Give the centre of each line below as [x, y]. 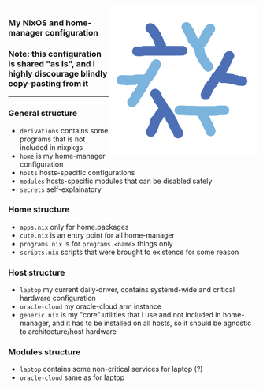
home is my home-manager [62, 156]
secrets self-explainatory [61, 189]
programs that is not [52, 139]
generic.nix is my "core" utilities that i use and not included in [120, 315]
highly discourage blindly [58, 73]
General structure [43, 114]
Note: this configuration [55, 54]
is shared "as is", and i [52, 63]
